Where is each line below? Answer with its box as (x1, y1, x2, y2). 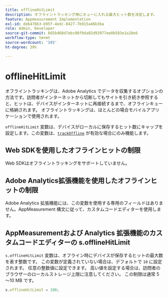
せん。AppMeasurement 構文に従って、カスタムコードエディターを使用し (5, 206, 157, 212)
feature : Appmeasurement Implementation (5, 17, 91, 22)
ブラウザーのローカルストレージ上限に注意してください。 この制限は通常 (5, 271, 155, 277)
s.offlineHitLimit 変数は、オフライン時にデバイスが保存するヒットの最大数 (5, 252, 163, 258)
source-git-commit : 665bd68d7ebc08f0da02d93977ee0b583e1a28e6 (5, 31, 138, 36)
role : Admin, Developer (5, 26, 55, 31)
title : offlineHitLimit (5, 7, 55, 13)
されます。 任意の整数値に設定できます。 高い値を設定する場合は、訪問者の (5, 265, 161, 271)
